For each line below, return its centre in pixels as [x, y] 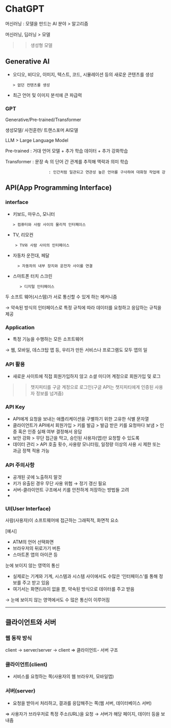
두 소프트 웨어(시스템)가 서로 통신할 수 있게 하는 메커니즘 [61, 297]
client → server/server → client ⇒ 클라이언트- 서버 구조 [62, 650]
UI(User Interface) [28, 508]
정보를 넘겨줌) [50, 394]
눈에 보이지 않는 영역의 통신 [33, 566]
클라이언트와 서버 [31, 622]
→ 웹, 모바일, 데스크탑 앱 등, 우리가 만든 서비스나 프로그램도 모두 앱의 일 [76, 350]
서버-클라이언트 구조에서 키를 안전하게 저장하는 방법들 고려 [71, 489]
